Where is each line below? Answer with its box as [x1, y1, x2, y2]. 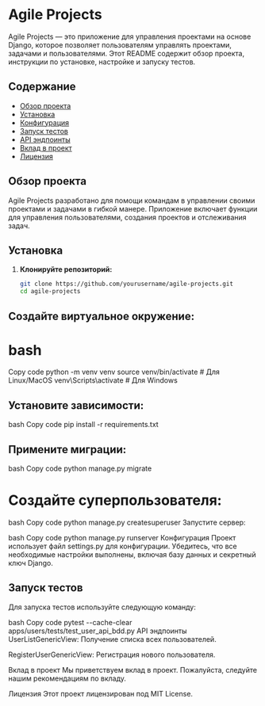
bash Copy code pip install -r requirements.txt [8, 420, 159, 429]
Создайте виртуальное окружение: [8, 309, 195, 322]
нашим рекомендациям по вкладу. [8, 674, 127, 683]
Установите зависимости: [8, 399, 144, 412]
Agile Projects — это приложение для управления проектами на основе [8, 32, 252, 41]
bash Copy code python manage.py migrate [8, 464, 152, 473]
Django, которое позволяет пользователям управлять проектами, [8, 40, 232, 49]
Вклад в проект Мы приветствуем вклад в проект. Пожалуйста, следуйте [8, 665, 258, 674]
